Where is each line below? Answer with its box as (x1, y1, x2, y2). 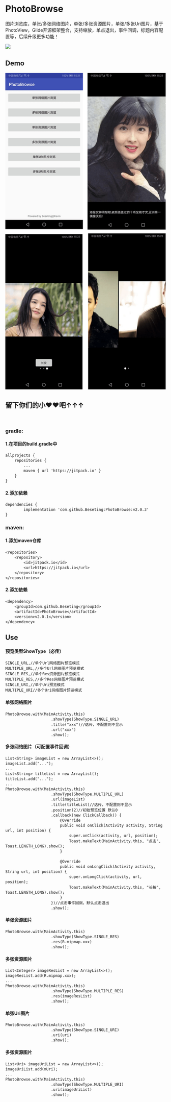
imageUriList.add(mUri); (5, 1066, 58, 1072)
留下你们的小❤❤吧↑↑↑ (5, 401, 84, 409)
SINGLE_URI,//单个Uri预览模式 (5, 682, 65, 688)
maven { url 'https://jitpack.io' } (23, 468, 101, 474)
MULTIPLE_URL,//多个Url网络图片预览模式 (5, 666, 84, 671)
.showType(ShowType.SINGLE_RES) (50, 934, 120, 939)
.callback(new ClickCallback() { (50, 813, 122, 818)
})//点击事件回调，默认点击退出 (50, 900, 109, 905)
